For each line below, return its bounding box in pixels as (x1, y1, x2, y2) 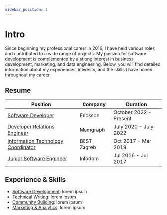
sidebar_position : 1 (5, 7, 48, 12)
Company (82, 101, 106, 107)
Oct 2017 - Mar (113, 138, 152, 145)
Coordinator (7, 144, 36, 151)
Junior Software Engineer (7, 155, 67, 162)
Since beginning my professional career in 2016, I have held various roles (5, 45, 155, 51)
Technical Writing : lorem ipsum (12, 194, 76, 200)
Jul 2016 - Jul (113, 152, 148, 159)
